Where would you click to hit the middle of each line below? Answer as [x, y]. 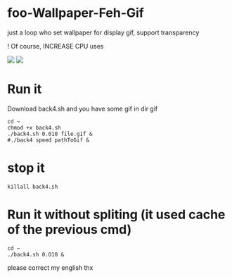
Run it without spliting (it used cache [116, 215]
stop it [26, 168]
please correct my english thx [50, 267]
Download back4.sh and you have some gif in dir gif [83, 108]
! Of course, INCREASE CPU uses [56, 46]
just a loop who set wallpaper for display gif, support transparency [103, 32]
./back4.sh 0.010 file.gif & [50, 134]
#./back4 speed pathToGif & [49, 140]
